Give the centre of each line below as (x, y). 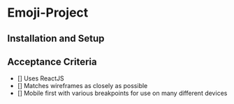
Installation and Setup (56, 38)
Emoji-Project (48, 13)
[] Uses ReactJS (41, 78)
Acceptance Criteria (52, 61)
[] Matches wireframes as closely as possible (82, 86)
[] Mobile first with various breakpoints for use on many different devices (122, 93)
